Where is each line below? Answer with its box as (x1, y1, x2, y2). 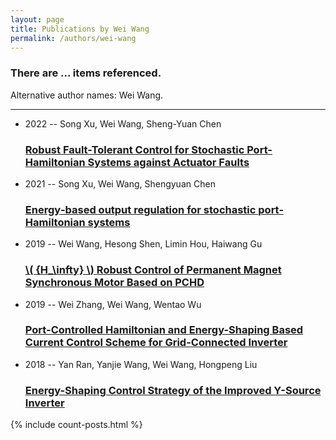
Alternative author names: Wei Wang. (10, 89, 164, 101)
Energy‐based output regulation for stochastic (24, 202, 257, 216)
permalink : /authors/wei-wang (10, 33, 137, 43)
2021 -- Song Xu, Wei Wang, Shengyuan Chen (24, 177, 216, 190)
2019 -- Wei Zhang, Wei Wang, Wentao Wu (24, 298, 202, 310)
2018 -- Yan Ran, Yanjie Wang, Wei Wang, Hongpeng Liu (24, 358, 258, 370)
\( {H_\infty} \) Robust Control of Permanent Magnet (24, 263, 282, 277)
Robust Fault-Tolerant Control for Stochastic (24, 142, 245, 156)
